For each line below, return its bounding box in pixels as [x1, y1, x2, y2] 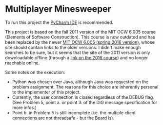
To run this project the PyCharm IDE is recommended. [5, 19, 114, 25]
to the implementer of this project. [12, 89, 81, 95]
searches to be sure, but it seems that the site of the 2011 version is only [5, 50, 150, 55]
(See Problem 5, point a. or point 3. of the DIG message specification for [12, 99, 158, 105]
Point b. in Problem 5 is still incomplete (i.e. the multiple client [12, 109, 136, 115]
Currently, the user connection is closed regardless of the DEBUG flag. [12, 94, 155, 100]
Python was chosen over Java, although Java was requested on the [12, 79, 149, 85]
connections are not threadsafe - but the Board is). [12, 115, 115, 121]
